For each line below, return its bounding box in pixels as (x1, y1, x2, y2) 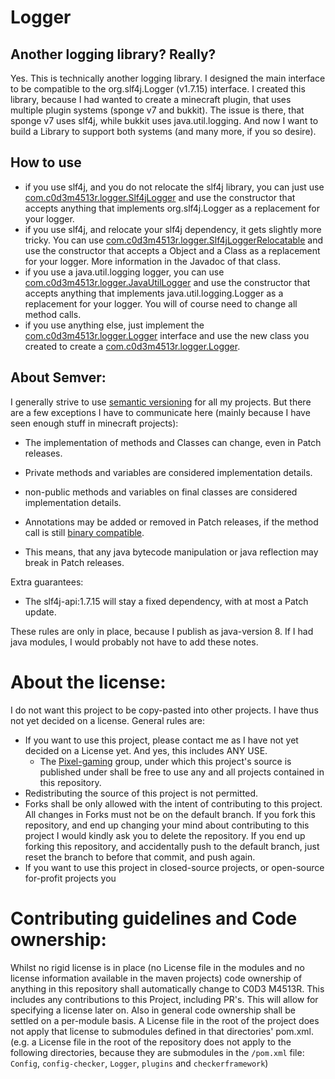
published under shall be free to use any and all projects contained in (39, 766, 325, 778)
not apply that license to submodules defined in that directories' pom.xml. (10, 1025, 314, 1037)
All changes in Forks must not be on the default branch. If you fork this (24, 808, 316, 820)
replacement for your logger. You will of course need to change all (24, 297, 298, 310)
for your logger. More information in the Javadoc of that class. (24, 255, 281, 267)
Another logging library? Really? (10, 46, 217, 63)
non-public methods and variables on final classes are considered (24, 486, 298, 498)
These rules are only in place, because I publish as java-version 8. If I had (10, 625, 314, 637)
